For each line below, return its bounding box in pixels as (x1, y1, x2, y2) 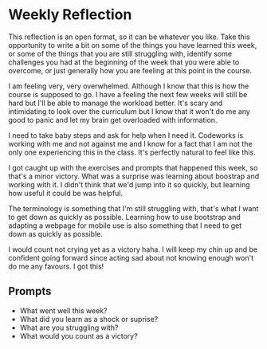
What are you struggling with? (19, 323, 119, 332)
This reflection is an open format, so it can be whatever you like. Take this (8, 32, 250, 41)
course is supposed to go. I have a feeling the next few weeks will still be (8, 89, 248, 99)
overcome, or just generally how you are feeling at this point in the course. (8, 65, 253, 75)
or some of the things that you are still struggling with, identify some (8, 49, 233, 58)
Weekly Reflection (8, 6, 132, 24)
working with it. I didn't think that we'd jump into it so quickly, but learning (8, 179, 250, 189)
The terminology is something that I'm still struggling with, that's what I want (8, 203, 259, 213)
